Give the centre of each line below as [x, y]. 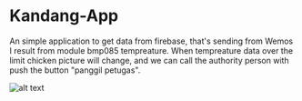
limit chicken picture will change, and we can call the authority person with [149, 60]
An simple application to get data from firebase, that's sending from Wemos [151, 41]
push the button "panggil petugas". [75, 70]
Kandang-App [64, 16]
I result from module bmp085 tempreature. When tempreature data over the [151, 50]
